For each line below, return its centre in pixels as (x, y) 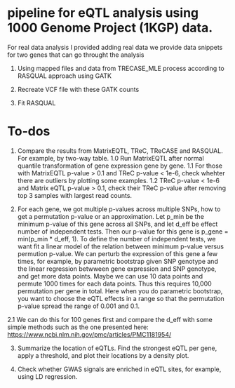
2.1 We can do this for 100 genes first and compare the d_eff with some (110, 319)
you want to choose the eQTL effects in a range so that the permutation (121, 298)
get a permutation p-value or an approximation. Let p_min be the (111, 216)
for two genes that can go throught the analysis (76, 55)
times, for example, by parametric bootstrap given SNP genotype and (118, 261)
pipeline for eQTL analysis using (103, 13)
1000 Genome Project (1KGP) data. (110, 28)
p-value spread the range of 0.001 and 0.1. (79, 306)
